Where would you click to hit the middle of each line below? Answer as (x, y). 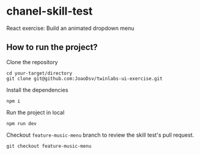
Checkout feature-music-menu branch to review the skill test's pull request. (100, 135)
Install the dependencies (37, 90)
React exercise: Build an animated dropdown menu (70, 28)
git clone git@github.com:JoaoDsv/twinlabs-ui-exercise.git (85, 78)
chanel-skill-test (50, 11)
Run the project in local (35, 112)
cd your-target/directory (39, 73)
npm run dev (21, 123)
